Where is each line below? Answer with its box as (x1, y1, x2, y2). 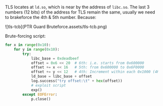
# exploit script (31, 83, 66, 88)
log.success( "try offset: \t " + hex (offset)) (31, 78, 123, 83)
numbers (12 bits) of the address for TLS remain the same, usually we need (5, 9, 155, 15)
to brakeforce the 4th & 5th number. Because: (5, 15, 97, 20)
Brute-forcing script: (5, 33, 46, 39)
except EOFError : (22, 92, 57, 97)
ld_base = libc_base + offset (31, 74, 92, 79)
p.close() (31, 96, 51, 101)
